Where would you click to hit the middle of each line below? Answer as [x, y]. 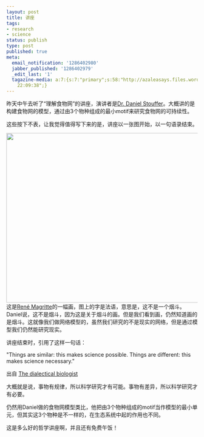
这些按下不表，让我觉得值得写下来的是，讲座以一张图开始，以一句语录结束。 [102, 124]
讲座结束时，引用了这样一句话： [46, 342]
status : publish [27, 40]
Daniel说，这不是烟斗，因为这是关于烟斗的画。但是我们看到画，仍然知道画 [99, 314]
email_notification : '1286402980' [55, 63]
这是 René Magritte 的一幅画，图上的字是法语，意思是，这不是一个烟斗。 [96, 307]
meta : [13, 57]
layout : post [23, 12]
